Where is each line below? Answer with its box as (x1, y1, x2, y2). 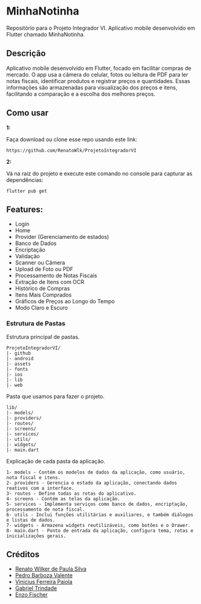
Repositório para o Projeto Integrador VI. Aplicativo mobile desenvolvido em (6, 24, 196, 32)
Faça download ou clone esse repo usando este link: (6, 135, 137, 143)
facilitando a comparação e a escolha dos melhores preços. (6, 90, 156, 98)
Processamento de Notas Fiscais (15, 272, 97, 280)
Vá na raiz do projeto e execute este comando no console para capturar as (6, 170, 193, 177)
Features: (6, 204, 44, 215)
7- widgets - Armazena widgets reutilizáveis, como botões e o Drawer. (6, 522, 191, 528)
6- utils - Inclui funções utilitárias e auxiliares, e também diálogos (6, 511, 194, 518)
